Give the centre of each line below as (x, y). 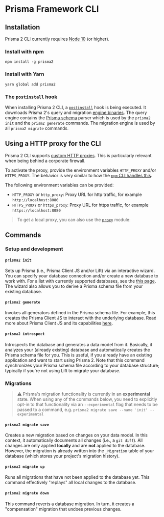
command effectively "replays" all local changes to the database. (71, 483)
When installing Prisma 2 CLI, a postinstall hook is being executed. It (76, 107)
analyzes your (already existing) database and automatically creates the (78, 350)
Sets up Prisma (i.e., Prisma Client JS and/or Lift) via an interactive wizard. (80, 271)
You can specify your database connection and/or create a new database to (82, 276)
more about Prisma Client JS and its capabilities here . (59, 323)
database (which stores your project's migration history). (62, 456)
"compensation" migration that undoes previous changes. (63, 509)
